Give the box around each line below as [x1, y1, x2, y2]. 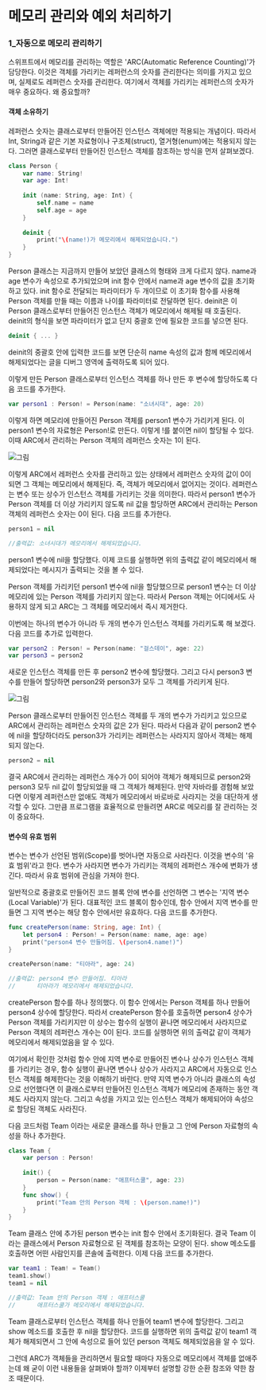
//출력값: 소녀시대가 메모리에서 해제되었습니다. [8, 539, 142, 547]
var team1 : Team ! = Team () [8, 1264, 102, 1273]
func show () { [22, 1191, 69, 1199]
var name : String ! [22, 169, 83, 178]
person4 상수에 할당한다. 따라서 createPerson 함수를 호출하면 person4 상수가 [8, 1007, 253, 1016]
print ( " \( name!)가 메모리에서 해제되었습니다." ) [37, 236, 179, 244]
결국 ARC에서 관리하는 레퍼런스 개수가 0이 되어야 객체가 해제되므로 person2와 [8, 772, 252, 781]
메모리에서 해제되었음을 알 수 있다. [8, 1037, 114, 1047]
